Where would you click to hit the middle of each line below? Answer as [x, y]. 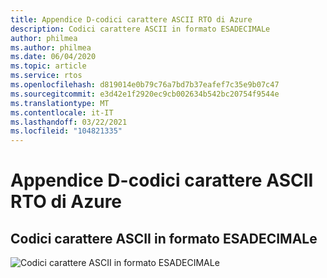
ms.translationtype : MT [60, 103]
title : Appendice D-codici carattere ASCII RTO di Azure [131, 19]
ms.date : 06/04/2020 [53, 57]
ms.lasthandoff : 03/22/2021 [69, 122]
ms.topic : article [48, 66]
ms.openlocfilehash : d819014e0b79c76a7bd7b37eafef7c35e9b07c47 [145, 85]
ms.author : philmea [51, 47]
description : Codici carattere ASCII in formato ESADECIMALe [140, 29]
